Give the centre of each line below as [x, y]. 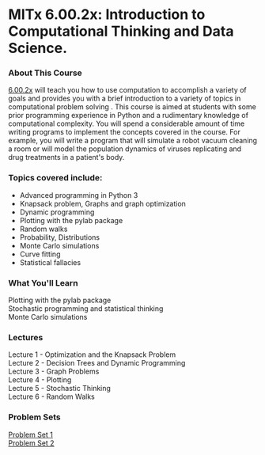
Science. [38, 48]
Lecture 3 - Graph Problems [54, 372]
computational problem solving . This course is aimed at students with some [132, 107]
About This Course [45, 73]
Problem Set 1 [31, 434]
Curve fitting [40, 254]
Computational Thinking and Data [121, 31]
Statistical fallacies [50, 262]
